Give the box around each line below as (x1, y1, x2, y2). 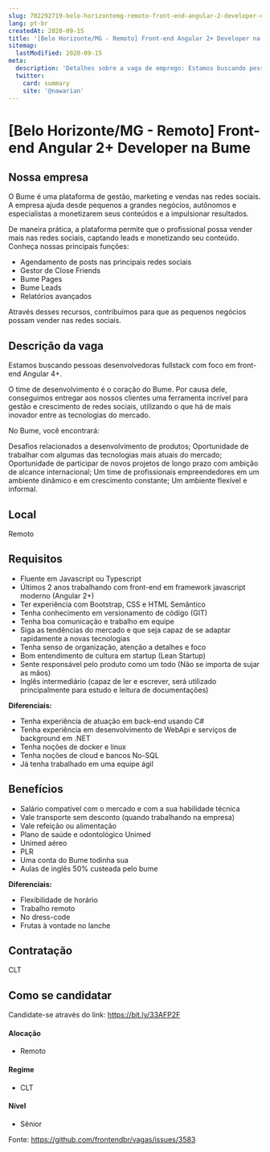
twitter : (15, 72, 45, 80)
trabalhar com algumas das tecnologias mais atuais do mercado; (8, 450, 223, 460)
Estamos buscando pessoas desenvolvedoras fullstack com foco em (8, 360, 236, 371)
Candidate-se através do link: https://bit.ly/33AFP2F (8, 1010, 181, 1020)
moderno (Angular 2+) (19, 591, 95, 600)
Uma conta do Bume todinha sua (19, 855, 129, 864)
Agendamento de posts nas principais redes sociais (19, 257, 192, 267)
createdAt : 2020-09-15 (8, 27, 84, 35)
